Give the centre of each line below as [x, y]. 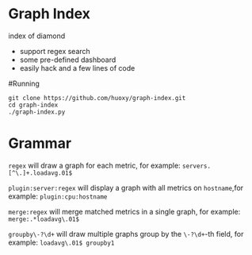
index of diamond [37, 36]
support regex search [55, 51]
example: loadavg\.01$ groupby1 [61, 242]
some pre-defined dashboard [68, 60]
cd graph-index [33, 105]
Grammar [40, 143]
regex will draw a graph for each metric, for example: [94, 165]
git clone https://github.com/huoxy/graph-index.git [97, 98]
